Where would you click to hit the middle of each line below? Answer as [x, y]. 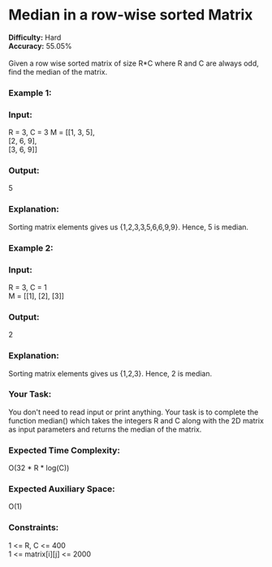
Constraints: [34, 527]
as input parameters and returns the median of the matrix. [105, 429]
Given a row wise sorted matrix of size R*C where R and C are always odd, [134, 63]
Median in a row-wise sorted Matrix [131, 15]
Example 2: [31, 247]
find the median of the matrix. [58, 71]
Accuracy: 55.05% [40, 45]
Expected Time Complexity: [64, 450]
